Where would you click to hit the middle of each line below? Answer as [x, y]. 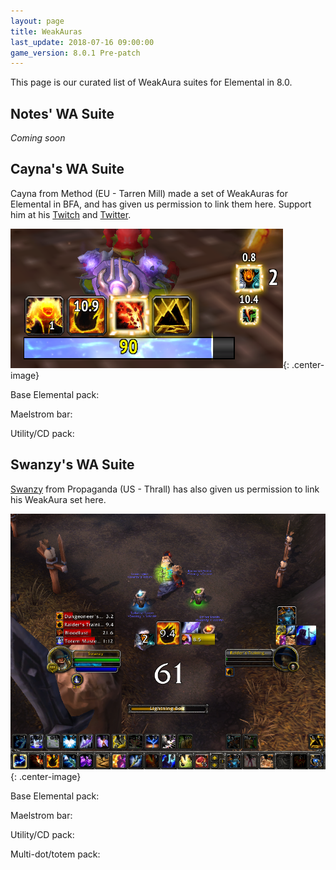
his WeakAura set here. [58, 499]
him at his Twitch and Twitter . [71, 214]
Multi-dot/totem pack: [55, 854]
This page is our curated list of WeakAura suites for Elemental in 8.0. [151, 82]
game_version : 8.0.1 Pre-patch [75, 53]
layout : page [37, 21]
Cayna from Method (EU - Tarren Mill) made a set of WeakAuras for [149, 193]
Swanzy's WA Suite [72, 465]
